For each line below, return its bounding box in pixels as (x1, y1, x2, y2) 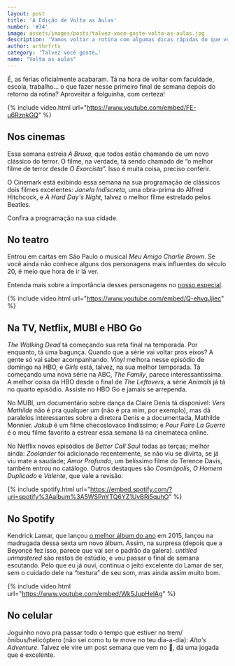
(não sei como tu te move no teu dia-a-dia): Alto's (62, 635, 206, 644)
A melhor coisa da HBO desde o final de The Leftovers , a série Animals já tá (7, 378, 226, 386)
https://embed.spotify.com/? (90, 485, 173, 493)
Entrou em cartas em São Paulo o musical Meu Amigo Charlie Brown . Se (7, 252, 215, 261)
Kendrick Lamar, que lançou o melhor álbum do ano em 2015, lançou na (7, 532, 213, 540)
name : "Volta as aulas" (7, 56, 77, 63)
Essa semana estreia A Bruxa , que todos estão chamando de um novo (7, 150, 209, 158)
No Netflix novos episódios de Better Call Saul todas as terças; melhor (7, 442, 210, 451)
